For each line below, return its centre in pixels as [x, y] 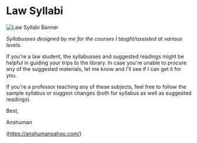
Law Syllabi [35, 11]
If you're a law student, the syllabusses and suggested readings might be [95, 56]
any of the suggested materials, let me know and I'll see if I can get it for [94, 69]
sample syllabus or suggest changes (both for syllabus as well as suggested [99, 93]
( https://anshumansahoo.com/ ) [44, 134]
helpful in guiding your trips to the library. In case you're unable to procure [96, 63]
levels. [14, 45]
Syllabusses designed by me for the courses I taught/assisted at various [94, 38]
